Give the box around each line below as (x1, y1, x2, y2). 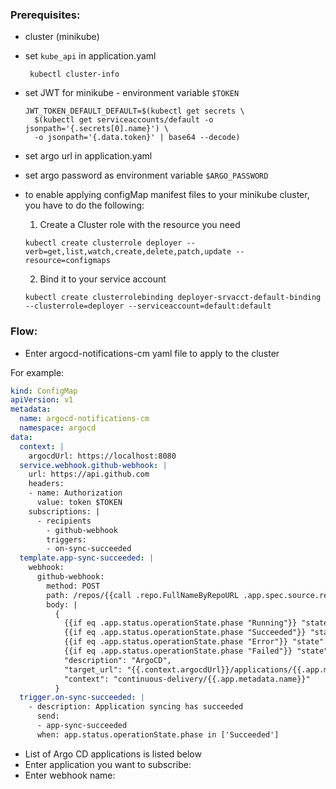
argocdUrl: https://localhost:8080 (28, 451, 177, 461)
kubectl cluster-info (29, 69, 120, 80)
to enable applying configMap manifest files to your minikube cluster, (24, 189, 310, 201)
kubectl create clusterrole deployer (24, 238, 183, 248)
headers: (28, 479, 65, 489)
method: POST (46, 581, 101, 591)
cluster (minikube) (24, 31, 100, 43)
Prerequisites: (10, 8, 81, 22)
